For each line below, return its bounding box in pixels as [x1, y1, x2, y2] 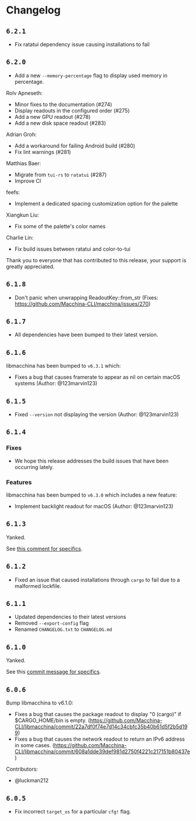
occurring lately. [14, 463, 54, 470]
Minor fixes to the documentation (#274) [14, 101, 112, 108]
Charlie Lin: [6, 234, 34, 241]
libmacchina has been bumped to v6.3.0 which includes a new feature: [6, 491, 177, 498]
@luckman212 [14, 777, 49, 784]
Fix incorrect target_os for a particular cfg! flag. [14, 808, 132, 815]
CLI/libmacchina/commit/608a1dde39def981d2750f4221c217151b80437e [14, 748, 190, 755]
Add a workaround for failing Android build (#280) [14, 142, 136, 149]
